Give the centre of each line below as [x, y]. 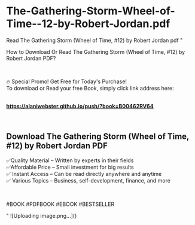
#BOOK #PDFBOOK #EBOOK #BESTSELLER [60, 204]
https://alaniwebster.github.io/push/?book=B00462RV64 [80, 106]
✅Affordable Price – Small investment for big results [70, 167]
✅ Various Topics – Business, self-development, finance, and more [88, 180]
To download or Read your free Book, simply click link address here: [90, 88]
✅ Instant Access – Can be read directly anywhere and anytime [84, 174]
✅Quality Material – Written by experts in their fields [70, 160]
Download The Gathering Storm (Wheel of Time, [98, 137]
